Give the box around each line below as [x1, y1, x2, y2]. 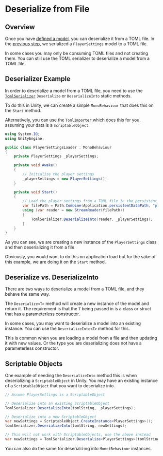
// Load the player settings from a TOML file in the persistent [22, 199, 158, 204]
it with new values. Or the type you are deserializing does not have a [5, 340, 142, 346]
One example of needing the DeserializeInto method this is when [5, 372, 137, 378]
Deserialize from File [5, 3, 90, 15]
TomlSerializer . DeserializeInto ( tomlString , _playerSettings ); [5, 405, 136, 410]
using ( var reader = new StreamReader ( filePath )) [22, 208, 125, 213]
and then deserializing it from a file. [5, 245, 76, 250]
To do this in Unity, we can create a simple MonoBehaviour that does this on [5, 102, 154, 108]
